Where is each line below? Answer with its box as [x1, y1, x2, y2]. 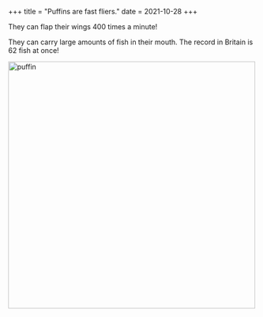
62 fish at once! [8, 46, 59, 55]
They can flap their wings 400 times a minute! [8, 22, 158, 31]
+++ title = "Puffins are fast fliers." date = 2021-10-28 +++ [8, 7, 198, 16]
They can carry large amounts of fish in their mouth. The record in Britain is [8, 37, 254, 47]
